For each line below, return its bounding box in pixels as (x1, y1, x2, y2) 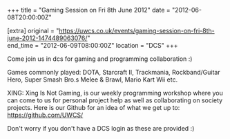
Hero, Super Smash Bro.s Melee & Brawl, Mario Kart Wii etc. (7, 75, 178, 84)
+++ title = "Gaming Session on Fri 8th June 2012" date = (7, 6, 171, 14)
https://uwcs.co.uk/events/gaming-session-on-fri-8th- (58, 27, 215, 35)
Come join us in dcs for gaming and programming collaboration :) (7, 55, 193, 63)
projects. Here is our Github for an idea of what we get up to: (7, 104, 180, 111)
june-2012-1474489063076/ (7, 34, 88, 42)
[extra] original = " (7, 27, 59, 35)
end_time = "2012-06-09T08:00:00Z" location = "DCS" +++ (7, 41, 178, 49)
